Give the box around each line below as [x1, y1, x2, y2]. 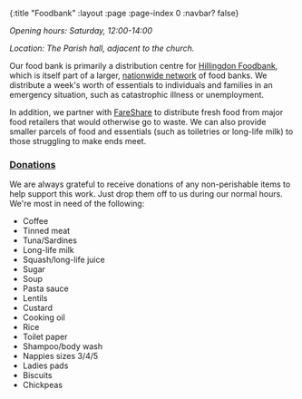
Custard [22, 303, 53, 314]
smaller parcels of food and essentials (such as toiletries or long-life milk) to [9, 126, 294, 137]
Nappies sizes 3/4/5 [22, 351, 99, 362]
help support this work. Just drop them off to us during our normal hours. [9, 189, 283, 199]
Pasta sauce [22, 283, 70, 294]
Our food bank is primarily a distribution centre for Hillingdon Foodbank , [9, 61, 278, 71]
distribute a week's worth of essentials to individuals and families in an [9, 80, 274, 90]
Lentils [22, 293, 48, 304]
